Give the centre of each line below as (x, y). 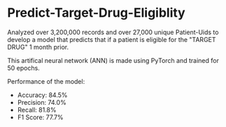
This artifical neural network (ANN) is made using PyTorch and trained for (113, 60)
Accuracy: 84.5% (42, 95)
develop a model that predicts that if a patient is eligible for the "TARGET (112, 39)
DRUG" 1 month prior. (38, 47)
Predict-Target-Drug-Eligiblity (96, 13)
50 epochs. (23, 68)
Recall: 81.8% (37, 110)
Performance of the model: (46, 81)
